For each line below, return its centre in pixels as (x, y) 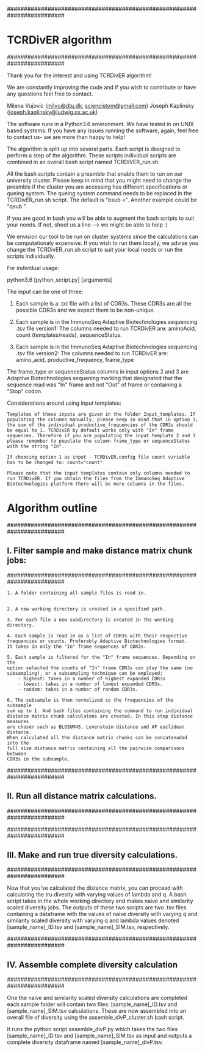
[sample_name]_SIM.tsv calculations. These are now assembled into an (97, 1011)
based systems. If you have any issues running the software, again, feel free (103, 130)
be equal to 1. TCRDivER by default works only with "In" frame (90, 430)
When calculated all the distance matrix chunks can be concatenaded (97, 737)
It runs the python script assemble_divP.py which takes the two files (92, 1029)
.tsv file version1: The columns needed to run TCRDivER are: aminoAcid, (106, 328)
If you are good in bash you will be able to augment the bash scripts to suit (101, 218)
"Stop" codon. (25, 391)
